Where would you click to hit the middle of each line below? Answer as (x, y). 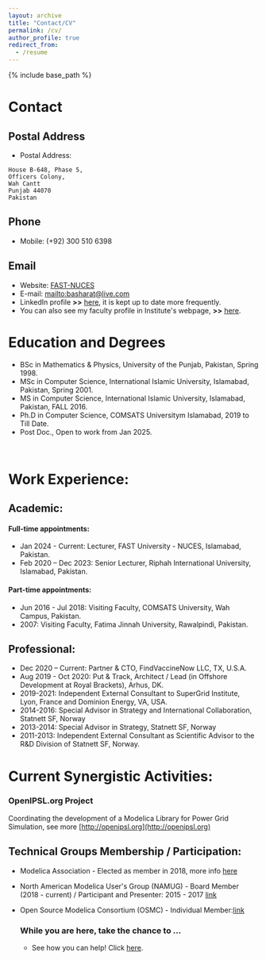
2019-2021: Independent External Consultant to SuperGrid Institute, (130, 693)
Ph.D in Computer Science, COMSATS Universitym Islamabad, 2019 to (135, 415)
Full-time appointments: (49, 528)
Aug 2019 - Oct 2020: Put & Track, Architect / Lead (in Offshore (123, 677)
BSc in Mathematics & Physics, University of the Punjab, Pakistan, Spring (139, 364)
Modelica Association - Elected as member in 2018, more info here (129, 870)
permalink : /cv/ (35, 30)
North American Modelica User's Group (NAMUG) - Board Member (129, 886)
